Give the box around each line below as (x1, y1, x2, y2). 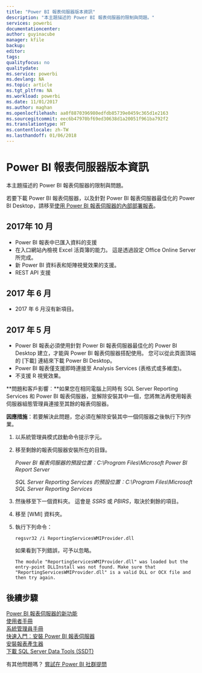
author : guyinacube (6, 31, 55, 37)
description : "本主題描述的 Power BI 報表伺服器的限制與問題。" (6, 15, 155, 21)
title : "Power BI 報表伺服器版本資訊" (6, 8, 95, 15)
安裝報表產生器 (6, 640, 43, 648)
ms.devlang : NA (6, 76, 45, 82)
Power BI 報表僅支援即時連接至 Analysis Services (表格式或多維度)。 (14, 365, 185, 372)
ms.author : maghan (6, 104, 52, 111)
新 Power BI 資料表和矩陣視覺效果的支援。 (14, 261, 120, 268)
